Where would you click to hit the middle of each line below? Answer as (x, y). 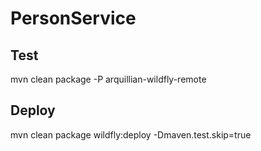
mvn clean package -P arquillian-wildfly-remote (108, 79)
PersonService (73, 18)
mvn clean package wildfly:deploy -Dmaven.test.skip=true (131, 134)
